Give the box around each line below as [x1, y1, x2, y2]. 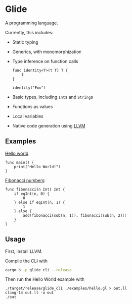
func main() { [5, 160, 35, 165]
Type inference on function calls [12, 58, 78, 64]
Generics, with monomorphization [12, 49, 82, 55]
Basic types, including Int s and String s [12, 94, 93, 100]
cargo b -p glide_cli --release [5, 267, 72, 272]
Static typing [12, 39, 39, 45]
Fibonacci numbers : [5, 177, 46, 183]
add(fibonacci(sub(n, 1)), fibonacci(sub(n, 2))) [23, 213, 127, 218]
